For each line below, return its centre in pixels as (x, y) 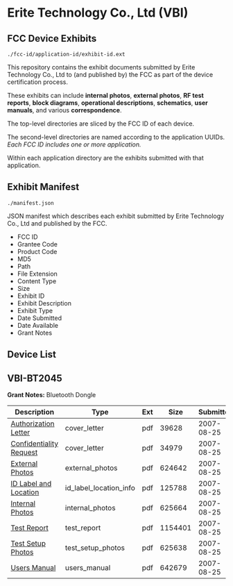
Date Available (38, 325)
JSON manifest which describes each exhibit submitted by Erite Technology (115, 216)
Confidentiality (35, 444)
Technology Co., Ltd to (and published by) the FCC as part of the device (110, 75)
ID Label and (31, 484)
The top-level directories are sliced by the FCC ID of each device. (101, 124)
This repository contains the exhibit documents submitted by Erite (101, 67)
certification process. (37, 82)
